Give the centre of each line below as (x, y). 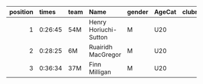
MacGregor (105, 55)
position (21, 12)
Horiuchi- (103, 30)
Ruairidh (101, 47)
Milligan (100, 72)
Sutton (98, 37)
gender (137, 12)
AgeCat (165, 12)
